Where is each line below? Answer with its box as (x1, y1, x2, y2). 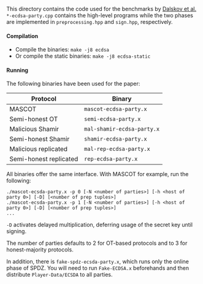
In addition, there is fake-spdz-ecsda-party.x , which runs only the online (6, 258, 189, 266)
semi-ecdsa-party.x (83, 116, 141, 123)
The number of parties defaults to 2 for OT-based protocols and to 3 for (6, 239, 188, 247)
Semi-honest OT (9, 115, 58, 123)
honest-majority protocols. (6, 246, 74, 253)
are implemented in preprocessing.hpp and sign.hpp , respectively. (6, 18, 173, 25)
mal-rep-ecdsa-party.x (83, 145, 150, 153)
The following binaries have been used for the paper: (6, 80, 140, 88)
